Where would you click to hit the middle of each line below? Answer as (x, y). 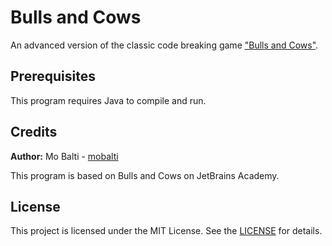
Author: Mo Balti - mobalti (64, 156)
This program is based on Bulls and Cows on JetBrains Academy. (145, 175)
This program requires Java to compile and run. (108, 100)
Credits (34, 132)
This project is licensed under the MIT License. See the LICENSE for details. (166, 231)
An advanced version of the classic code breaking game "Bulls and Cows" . (164, 45)
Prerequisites (53, 76)
